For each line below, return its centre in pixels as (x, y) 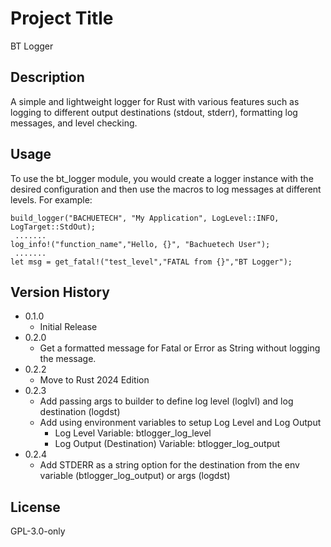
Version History (60, 292)
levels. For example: (51, 199)
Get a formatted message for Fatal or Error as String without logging (180, 348)
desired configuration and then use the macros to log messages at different (166, 189)
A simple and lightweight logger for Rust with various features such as (155, 101)
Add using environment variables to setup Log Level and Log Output (180, 423)
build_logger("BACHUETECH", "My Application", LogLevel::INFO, (145, 218)
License (35, 507)
